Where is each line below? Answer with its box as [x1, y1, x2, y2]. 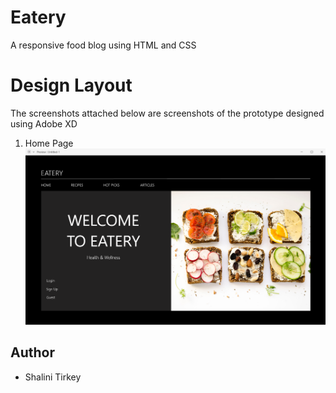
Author [10, 344, 55, 361]
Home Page [24, 137, 74, 149]
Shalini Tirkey [24, 371, 82, 383]
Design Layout [10, 74, 133, 97]
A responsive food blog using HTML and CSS [10, 39, 197, 51]
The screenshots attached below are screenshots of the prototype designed [10, 107, 325, 119]
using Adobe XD [10, 117, 78, 130]
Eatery [10, 6, 67, 29]
